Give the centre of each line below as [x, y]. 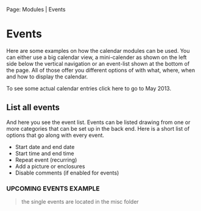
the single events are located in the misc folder [80, 202]
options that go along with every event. [55, 135]
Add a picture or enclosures [50, 166]
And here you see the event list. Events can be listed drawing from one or [98, 122]
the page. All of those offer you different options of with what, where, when [101, 70]
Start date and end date [45, 147]
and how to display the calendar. [47, 77]
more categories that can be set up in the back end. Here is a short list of [98, 128]
